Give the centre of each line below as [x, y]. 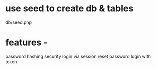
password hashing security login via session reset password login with [78, 56]
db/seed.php [18, 22]
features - [26, 43]
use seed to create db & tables [69, 9]
